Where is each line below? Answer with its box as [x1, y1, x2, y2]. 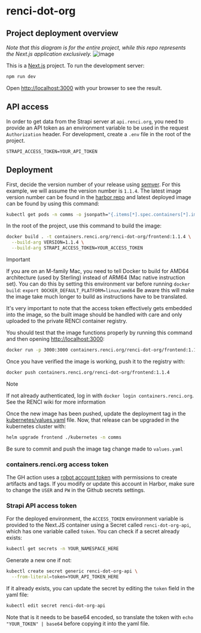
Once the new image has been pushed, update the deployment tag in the [6, 410, 186, 417]
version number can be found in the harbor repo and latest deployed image [6, 193, 191, 200]
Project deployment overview [6, 28, 118, 38]
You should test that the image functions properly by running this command [6, 329, 193, 336]
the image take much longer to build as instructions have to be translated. [6, 293, 188, 300]
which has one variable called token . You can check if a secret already [6, 528, 180, 535]
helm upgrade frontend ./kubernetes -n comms [6, 434, 121, 440]
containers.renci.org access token [6, 460, 109, 469]
